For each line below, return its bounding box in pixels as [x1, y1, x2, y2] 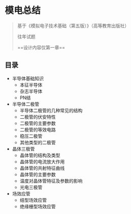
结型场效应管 [19, 197, 47, 203]
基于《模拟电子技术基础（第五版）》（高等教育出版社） [17, 23, 129, 29]
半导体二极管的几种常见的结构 [19, 107, 83, 113]
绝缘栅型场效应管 [19, 203, 56, 209]
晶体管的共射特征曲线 [19, 165, 65, 171]
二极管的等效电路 [19, 126, 56, 133]
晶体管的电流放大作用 [19, 158, 65, 164]
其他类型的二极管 [19, 139, 56, 145]
